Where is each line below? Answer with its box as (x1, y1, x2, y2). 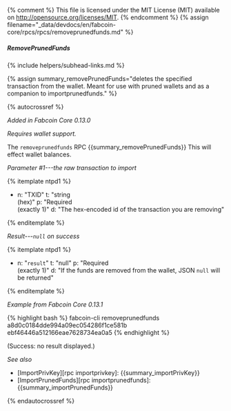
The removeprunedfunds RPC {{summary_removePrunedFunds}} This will (7, 143, 212, 151)
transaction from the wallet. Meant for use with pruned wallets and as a (7, 82, 210, 90)
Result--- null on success (7, 232, 80, 240)
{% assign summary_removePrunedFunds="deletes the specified (7, 74, 192, 82)
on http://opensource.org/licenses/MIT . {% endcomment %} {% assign (7, 13, 209, 21)
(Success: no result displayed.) (7, 342, 95, 350)
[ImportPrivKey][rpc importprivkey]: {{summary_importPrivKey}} (17, 368, 200, 376)
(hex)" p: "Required (17, 197, 72, 206)
